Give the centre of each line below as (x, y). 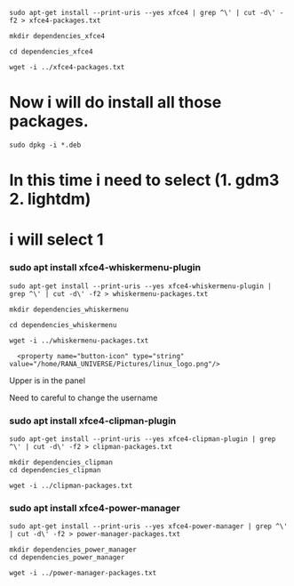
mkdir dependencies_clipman (61, 462)
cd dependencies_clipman (55, 470)
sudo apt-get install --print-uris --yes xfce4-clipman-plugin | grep (143, 439)
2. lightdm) (50, 199)
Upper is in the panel (48, 380)
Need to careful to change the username (83, 397)
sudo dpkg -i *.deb (45, 145)
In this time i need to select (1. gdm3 (144, 180)
